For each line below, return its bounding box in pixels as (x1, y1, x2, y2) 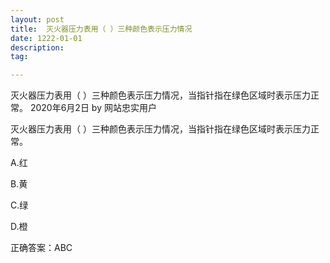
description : (10, 42, 65, 53)
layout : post (10, 14, 65, 25)
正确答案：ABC (10, 242, 73, 254)
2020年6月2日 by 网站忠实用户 (29, 102, 157, 114)
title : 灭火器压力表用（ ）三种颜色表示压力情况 (10, 24, 193, 34)
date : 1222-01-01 (10, 33, 83, 43)
